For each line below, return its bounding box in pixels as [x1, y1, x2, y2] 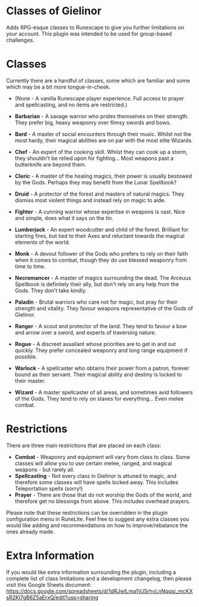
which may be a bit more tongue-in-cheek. [6, 83, 111, 90]
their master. [14, 377, 46, 384]
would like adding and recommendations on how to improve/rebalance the [6, 521, 188, 529]
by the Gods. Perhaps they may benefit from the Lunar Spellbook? [14, 178, 177, 185]
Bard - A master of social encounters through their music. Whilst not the [14, 130, 192, 137]
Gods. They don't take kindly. [14, 287, 87, 294]
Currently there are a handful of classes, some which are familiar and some [6, 77, 190, 84]
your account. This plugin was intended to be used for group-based [6, 30, 172, 37]
